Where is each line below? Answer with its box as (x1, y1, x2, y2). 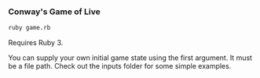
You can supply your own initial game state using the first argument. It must (8, 53, 253, 62)
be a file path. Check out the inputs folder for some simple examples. (8, 62, 232, 71)
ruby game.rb (8, 24, 51, 32)
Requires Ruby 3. (8, 38, 64, 48)
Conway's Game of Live (8, 6, 101, 17)
